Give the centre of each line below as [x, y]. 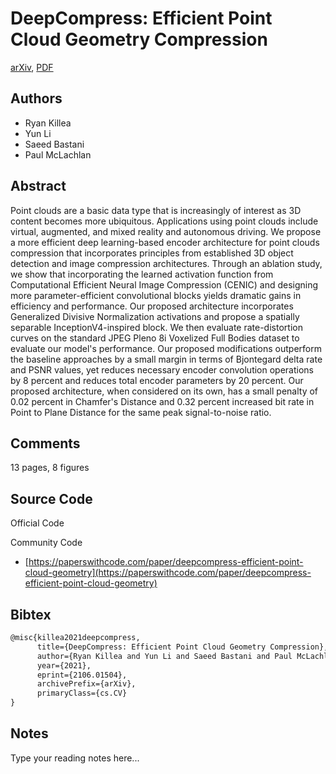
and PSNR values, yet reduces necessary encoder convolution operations [162, 369]
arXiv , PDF [32, 67]
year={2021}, [64, 665]
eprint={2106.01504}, [82, 675]
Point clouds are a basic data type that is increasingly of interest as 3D [156, 210]
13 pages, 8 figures [50, 468]
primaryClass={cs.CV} [82, 693]
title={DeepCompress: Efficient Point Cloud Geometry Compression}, [182, 647]
